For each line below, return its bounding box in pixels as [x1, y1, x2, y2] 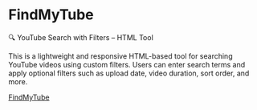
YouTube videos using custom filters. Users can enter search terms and [8, 59, 246, 69]
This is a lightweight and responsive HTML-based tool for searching [8, 51, 233, 61]
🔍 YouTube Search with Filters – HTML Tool [8, 32, 154, 42]
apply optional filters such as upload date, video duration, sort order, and [8, 68, 250, 78]
